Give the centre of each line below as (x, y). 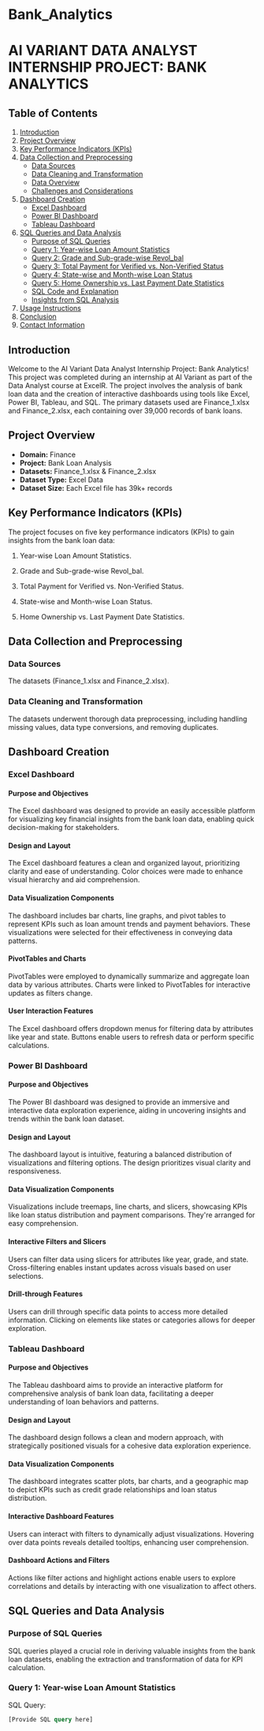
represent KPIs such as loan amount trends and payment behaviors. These (129, 924)
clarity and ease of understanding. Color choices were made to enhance (126, 871)
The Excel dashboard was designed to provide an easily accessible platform (132, 811)
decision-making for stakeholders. (64, 828)
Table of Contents (53, 113)
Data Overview (56, 182)
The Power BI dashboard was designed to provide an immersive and (119, 1102)
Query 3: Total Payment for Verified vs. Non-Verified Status (128, 267)
